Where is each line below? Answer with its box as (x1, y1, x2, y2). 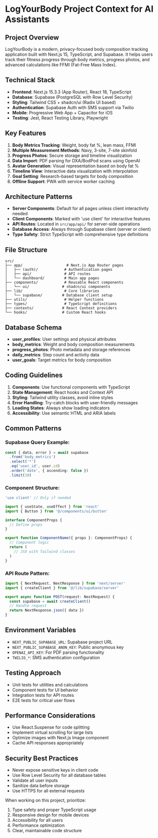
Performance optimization (12, 822, 65, 828)
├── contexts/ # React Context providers (5, 306, 117, 311)
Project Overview (5, 33, 59, 42)
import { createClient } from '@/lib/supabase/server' (5, 585, 119, 590)
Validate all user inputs (12, 777, 58, 783)
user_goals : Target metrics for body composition (12, 357, 112, 363)
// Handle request (9, 603, 47, 608)
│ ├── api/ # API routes (5, 271, 91, 277)
